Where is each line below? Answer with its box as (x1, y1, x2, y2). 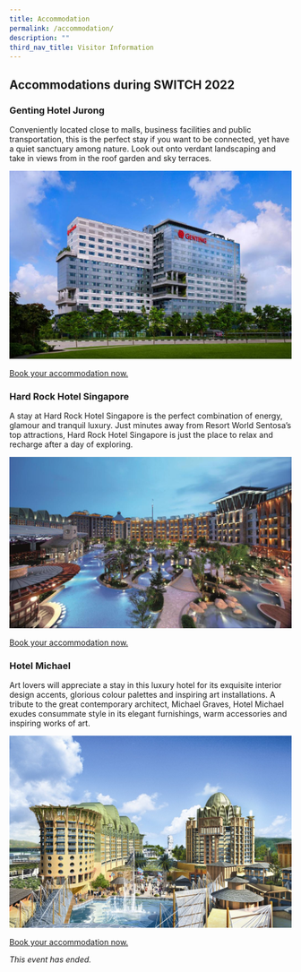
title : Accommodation (9, 14, 90, 23)
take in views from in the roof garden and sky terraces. (9, 152, 212, 163)
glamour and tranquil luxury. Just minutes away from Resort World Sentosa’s (9, 420, 292, 431)
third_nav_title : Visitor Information (9, 43, 154, 52)
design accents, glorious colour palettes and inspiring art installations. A (9, 690, 276, 701)
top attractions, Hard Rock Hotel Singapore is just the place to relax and (9, 430, 273, 441)
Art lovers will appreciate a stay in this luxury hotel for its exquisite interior (9, 680, 282, 691)
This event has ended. (9, 954, 92, 965)
